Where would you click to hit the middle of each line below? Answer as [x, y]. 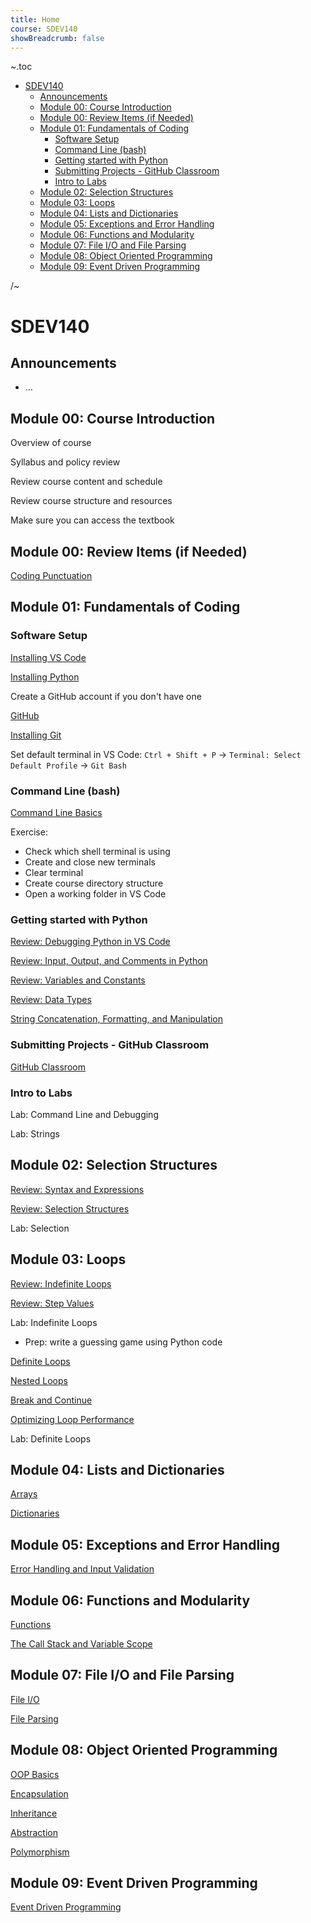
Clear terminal [54, 872]
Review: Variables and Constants [78, 980]
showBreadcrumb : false [57, 38]
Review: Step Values [52, 1303]
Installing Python [45, 677]
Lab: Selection [40, 1228]
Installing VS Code [48, 657]
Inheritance [34, 1813]
